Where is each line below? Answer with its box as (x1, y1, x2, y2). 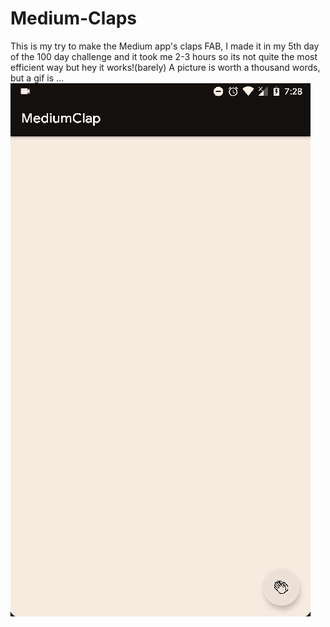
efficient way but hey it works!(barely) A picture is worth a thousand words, (10, 61, 321, 73)
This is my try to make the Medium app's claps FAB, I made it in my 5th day (10, 40, 320, 52)
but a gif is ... (10, 72, 65, 84)
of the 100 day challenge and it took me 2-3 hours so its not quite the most (10, 50, 318, 62)
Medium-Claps (10, 7, 137, 30)
